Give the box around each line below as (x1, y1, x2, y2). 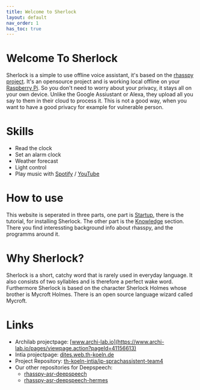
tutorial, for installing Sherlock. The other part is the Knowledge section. (6, 218, 184, 225)
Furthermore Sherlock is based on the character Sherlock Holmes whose (6, 285, 187, 291)
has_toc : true (6, 25, 42, 32)
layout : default (6, 14, 47, 20)
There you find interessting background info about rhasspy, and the (6, 224, 174, 231)
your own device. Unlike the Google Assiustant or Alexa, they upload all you (6, 91, 193, 98)
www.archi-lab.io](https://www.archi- (71, 338, 165, 345)
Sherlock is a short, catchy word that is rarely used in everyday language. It (6, 272, 193, 278)
